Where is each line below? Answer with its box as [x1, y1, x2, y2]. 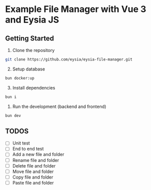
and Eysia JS [5, 14, 59, 25]
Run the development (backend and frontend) [12, 103, 107, 109]
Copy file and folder [12, 174, 53, 180]
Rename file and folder [12, 157, 59, 163]
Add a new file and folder [12, 151, 65, 157]
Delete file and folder [12, 162, 56, 168]
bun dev [5, 113, 21, 118]
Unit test [12, 140, 30, 146]
